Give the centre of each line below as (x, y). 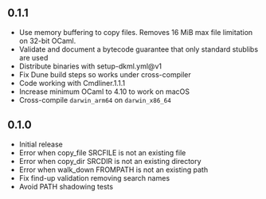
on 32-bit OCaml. (47, 41)
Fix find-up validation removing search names (94, 178)
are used (33, 57)
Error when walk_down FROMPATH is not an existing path (113, 170)
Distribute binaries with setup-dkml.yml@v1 (90, 66)
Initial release (41, 144)
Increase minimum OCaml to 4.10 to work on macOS (104, 92)
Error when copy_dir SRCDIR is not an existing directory (110, 161)
